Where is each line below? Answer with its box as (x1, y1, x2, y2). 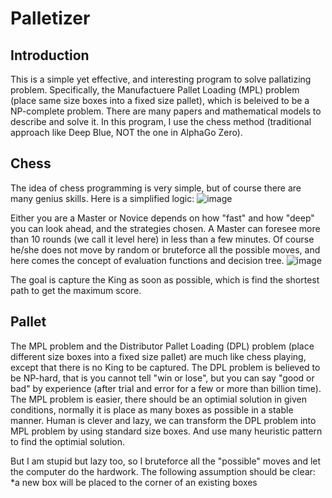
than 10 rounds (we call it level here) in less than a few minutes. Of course (10, 233, 315, 245)
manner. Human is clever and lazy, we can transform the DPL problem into (10, 414, 317, 426)
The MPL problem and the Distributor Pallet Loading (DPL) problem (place (10, 340, 315, 352)
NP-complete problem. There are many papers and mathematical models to (10, 105, 322, 117)
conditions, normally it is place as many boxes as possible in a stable (10, 403, 294, 416)
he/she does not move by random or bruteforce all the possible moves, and (10, 243, 321, 256)
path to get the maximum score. (10, 284, 142, 296)
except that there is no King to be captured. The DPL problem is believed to (10, 361, 321, 373)
